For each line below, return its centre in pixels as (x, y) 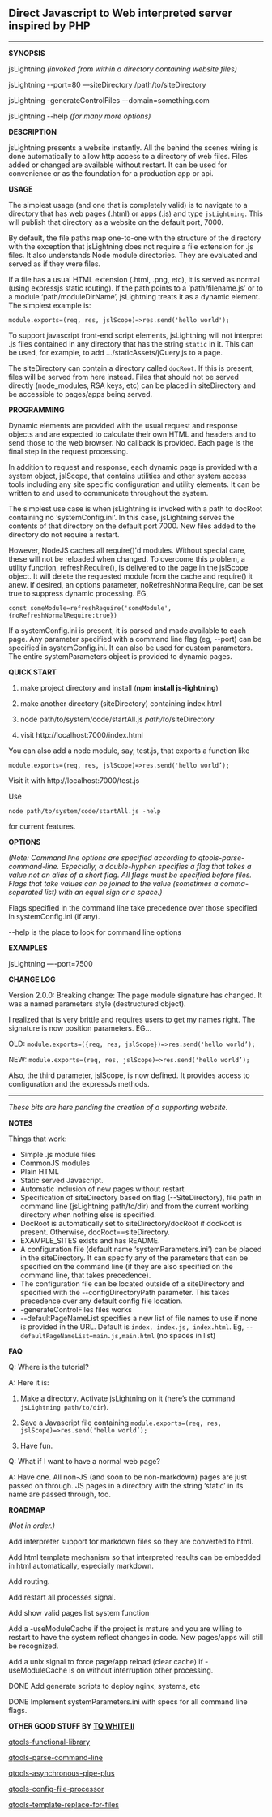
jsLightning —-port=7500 (51, 963)
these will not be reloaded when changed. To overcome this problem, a (127, 558)
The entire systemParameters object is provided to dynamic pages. (120, 656)
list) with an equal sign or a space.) (103, 892)
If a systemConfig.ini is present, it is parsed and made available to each (127, 630)
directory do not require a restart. (64, 534)
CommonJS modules (55, 1163)
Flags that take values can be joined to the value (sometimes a (113, 883)
